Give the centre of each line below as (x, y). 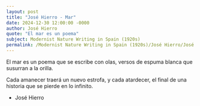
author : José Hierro (32, 28)
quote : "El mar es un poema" (43, 34)
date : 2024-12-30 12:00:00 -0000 (48, 23)
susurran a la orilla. (30, 68)
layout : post (22, 12)
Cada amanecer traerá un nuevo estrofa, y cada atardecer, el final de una (96, 79)
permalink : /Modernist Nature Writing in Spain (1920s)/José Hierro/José (100, 45)
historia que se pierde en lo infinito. (50, 86)
